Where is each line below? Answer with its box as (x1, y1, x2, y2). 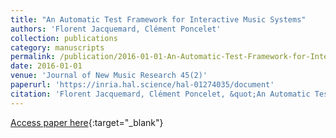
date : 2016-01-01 (10, 61, 83, 71)
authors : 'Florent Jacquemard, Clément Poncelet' (10, 24, 222, 34)
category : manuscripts (10, 42, 105, 53)
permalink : (10, 52, 56, 62)
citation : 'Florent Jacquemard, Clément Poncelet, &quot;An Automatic (10, 89, 311, 99)
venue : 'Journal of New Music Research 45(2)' (10, 71, 208, 81)
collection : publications (10, 33, 118, 43)
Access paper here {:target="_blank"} (10, 116, 164, 128)
